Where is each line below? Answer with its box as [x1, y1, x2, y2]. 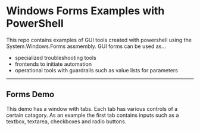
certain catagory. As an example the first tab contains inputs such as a [6, 111, 179, 119]
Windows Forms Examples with [6, 4, 165, 18]
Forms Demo [6, 90, 55, 100]
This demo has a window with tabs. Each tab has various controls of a [6, 105, 178, 112]
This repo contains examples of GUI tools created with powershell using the [6, 36, 192, 43]
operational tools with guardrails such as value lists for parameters [14, 66, 179, 74]
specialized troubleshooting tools [14, 54, 96, 61]
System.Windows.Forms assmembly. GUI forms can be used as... [6, 43, 167, 50]
